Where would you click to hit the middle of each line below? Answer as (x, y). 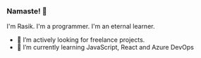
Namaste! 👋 (27, 11)
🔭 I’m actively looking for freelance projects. (81, 40)
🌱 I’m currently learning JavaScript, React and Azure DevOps (105, 48)
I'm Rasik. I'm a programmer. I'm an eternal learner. (81, 27)
